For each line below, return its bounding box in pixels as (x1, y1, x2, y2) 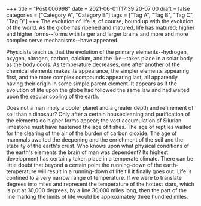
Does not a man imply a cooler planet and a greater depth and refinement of (6, 104, 194, 111)
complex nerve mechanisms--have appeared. (6, 37, 119, 44)
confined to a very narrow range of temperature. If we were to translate (6, 174, 182, 181)
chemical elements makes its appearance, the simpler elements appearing (6, 67, 190, 74)
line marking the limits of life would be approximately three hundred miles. (6, 193, 188, 200)
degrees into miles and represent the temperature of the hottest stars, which (6, 180, 194, 187)
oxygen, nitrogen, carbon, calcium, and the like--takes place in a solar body (6, 55, 193, 62)
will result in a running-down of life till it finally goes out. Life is (38, 168, 192, 175)
